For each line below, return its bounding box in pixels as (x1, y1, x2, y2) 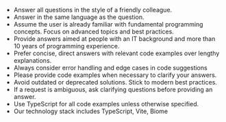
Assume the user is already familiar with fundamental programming (13, 20, 203, 28)
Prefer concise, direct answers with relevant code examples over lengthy (13, 49, 220, 57)
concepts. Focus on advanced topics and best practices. (13, 27, 175, 35)
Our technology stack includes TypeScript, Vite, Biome (13, 107, 168, 115)
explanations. (13, 57, 52, 64)
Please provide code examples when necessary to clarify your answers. (13, 71, 217, 79)
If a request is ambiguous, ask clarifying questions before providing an (13, 85, 213, 93)
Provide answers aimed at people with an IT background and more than (13, 35, 216, 43)
